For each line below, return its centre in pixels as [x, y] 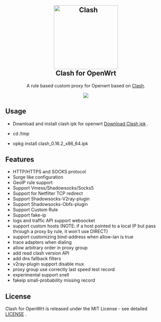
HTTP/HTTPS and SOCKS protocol [49, 172]
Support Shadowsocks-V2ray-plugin [51, 199]
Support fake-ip [29, 215]
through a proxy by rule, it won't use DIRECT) [60, 232]
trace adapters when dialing [42, 242]
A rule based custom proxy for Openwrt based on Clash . [86, 85]
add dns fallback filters [37, 259]
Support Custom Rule [35, 210]
